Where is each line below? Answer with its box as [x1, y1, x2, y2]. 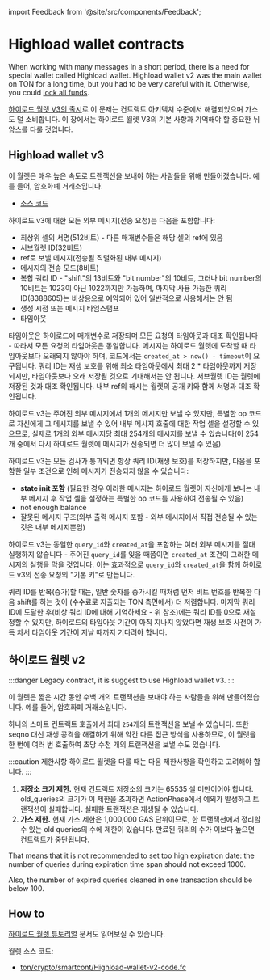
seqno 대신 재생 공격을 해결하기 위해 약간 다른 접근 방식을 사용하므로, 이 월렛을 [8, 729, 256, 739]
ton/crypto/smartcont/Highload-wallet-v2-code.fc [19, 962, 187, 973]
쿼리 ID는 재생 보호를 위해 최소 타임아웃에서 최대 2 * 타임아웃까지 [38, 361, 243, 370]
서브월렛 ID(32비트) [19, 243, 83, 252]
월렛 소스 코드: [8, 946, 54, 957]
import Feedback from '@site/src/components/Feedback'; [8, 7, 201, 16]
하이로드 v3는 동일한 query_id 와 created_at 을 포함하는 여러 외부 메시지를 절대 [8, 539, 255, 549]
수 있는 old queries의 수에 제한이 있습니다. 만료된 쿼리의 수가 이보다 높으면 [19, 824, 255, 834]
